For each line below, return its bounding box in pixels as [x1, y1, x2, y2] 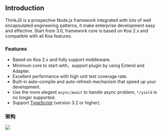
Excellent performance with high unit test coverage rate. [12, 73, 128, 79]
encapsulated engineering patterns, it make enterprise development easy [5, 22, 156, 28]
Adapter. [12, 68, 30, 74]
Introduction [5, 4, 45, 12]
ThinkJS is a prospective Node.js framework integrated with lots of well [5, 17, 152, 23]
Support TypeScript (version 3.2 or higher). [12, 100, 101, 106]
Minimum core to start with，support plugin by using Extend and [12, 63, 145, 68]
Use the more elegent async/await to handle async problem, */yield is [12, 89, 158, 95]
